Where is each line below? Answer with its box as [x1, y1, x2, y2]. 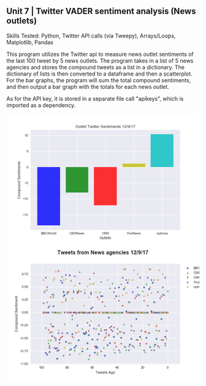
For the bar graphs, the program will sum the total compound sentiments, [6, 76, 191, 83]
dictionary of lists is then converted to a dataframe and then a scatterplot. [6, 70, 193, 77]
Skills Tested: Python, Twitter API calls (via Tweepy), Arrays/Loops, [6, 32, 176, 39]
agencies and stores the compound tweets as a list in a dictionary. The [6, 63, 185, 71]
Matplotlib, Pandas [6, 38, 54, 46]
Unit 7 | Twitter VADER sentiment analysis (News [6, 6, 196, 17]
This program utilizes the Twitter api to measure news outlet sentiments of [6, 50, 194, 58]
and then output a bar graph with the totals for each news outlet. [6, 83, 170, 90]
